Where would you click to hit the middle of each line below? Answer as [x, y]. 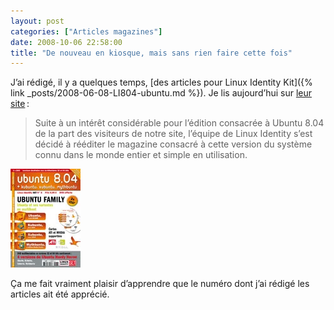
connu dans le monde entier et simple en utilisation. [141, 155]
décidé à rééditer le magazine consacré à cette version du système [173, 144]
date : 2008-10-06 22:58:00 [66, 42]
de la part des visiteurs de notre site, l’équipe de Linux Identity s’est [173, 134]
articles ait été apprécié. [60, 294]
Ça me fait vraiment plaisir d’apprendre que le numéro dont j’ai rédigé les [160, 284]
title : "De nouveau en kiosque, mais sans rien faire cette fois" [151, 53]
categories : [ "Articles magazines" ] [86, 31]
